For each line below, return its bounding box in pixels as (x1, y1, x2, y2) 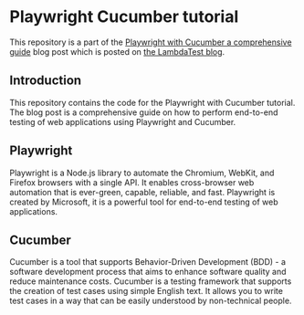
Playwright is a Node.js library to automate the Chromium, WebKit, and (9, 167, 275, 178)
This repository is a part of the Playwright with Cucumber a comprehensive (9, 37, 292, 47)
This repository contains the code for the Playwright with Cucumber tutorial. (9, 97, 296, 108)
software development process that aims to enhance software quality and (9, 267, 287, 278)
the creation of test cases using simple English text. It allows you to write (9, 286, 283, 297)
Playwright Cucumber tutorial (9, 6, 239, 27)
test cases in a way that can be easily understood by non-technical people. (9, 295, 292, 307)
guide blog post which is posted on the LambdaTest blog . (9, 46, 225, 57)
